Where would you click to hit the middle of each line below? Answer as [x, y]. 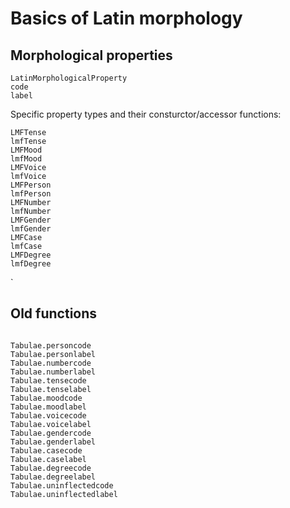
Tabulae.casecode [46, 450]
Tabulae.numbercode [51, 363]
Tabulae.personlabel [53, 354]
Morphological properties [91, 55]
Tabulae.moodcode [46, 398]
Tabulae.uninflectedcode [62, 485]
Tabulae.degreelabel [53, 477]
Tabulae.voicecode [48, 415]
